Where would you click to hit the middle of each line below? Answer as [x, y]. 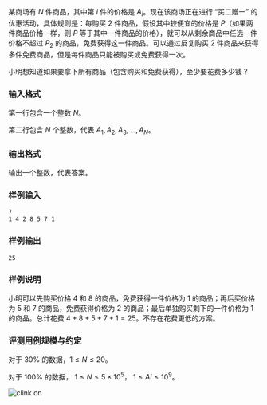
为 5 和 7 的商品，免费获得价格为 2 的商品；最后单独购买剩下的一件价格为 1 [131, 308]
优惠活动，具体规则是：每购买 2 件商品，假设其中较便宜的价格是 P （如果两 [131, 23]
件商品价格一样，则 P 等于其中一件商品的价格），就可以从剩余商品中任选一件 [133, 33]
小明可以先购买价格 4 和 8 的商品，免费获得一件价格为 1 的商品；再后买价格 [132, 298]
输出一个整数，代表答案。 [50, 172]
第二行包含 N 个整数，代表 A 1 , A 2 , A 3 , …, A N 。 [82, 130]
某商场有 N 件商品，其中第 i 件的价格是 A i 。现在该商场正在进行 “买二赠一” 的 [133, 13]
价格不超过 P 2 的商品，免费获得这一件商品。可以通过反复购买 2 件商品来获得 [133, 44]
